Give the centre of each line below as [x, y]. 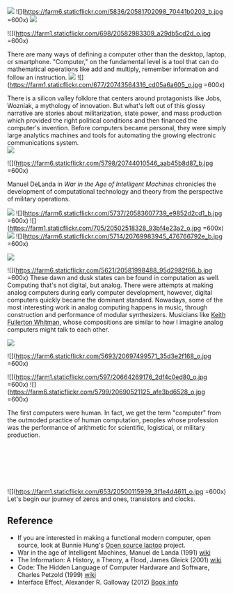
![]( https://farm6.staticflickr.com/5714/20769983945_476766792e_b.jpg [119, 236]
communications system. [43, 143]
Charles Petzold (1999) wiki [56, 574]
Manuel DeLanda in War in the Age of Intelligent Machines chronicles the [112, 184]
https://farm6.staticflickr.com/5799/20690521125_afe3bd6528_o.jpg [107, 392]
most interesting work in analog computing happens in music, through [107, 307]
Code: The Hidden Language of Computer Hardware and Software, [113, 567]
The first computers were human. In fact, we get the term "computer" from [114, 413]
